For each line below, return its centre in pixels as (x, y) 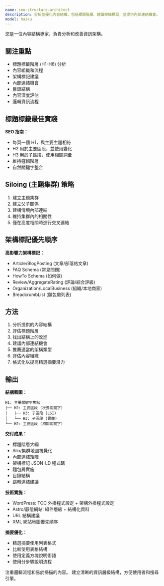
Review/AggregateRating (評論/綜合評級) (54, 282)
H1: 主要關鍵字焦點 (23, 403)
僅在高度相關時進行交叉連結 (41, 222)
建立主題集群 (25, 197)
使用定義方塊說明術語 (34, 556)
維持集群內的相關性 (32, 216)
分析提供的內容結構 (32, 324)
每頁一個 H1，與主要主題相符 (41, 142)
